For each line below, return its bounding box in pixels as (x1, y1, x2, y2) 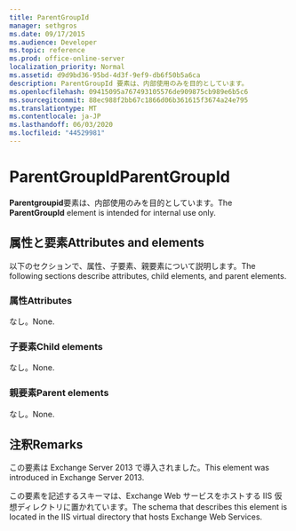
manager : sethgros (9, 21, 77, 30)
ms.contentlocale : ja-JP (9, 112, 101, 121)
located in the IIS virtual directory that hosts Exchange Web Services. (9, 511, 263, 522)
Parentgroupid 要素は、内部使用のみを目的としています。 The (9, 197, 233, 208)
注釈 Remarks (9, 437, 84, 452)
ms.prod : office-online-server (9, 54, 125, 63)
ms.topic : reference (9, 46, 86, 55)
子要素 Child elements (9, 340, 104, 353)
